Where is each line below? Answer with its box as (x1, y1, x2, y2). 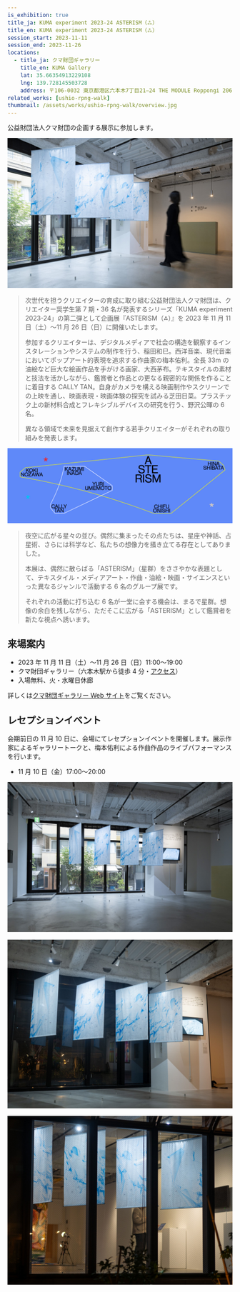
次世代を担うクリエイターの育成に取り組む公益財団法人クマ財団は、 (24, 296, 226, 304)
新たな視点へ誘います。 (24, 615, 94, 624)
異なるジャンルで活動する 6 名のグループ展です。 (37, 582, 182, 591)
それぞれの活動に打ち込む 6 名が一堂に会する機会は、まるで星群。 (24, 597, 221, 606)
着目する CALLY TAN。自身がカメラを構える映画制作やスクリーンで (31, 382, 230, 391)
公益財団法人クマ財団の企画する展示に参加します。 (7, 124, 157, 132)
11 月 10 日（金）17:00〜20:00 (17, 768, 106, 776)
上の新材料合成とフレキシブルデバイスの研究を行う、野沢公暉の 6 (31, 400, 225, 409)
